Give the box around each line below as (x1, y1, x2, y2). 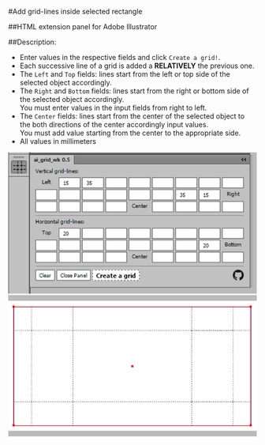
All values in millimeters (19, 137, 97, 145)
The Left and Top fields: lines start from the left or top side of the (19, 70, 230, 78)
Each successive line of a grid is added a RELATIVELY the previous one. (19, 61, 255, 70)
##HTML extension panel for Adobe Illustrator (8, 22, 158, 31)
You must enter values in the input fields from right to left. (19, 103, 207, 112)
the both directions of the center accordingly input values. (19, 120, 209, 129)
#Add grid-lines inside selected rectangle (8, 7, 143, 16)
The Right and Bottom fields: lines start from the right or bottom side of (19, 86, 250, 96)
